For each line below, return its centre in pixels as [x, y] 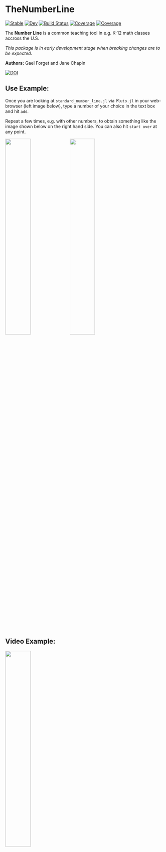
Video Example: [30, 641]
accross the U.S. [22, 38]
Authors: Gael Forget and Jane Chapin [45, 63]
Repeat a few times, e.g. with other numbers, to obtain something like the [81, 121]
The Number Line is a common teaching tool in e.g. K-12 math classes [78, 33]
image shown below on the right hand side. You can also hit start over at [81, 126]
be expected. [19, 53]
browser [14, 106]
